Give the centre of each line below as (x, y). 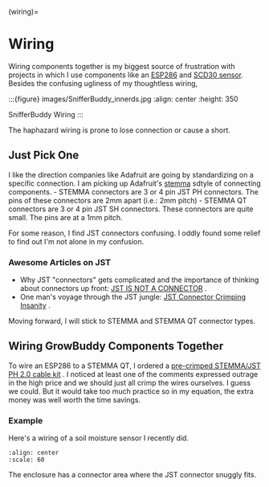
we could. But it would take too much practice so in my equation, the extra (131, 391)
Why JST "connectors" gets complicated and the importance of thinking (139, 280)
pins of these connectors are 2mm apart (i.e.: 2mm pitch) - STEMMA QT (128, 200)
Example (26, 420)
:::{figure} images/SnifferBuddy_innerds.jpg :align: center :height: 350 (123, 99)
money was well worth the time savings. (75, 399)
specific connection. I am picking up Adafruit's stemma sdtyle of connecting (134, 183)
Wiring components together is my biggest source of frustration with (122, 66)
